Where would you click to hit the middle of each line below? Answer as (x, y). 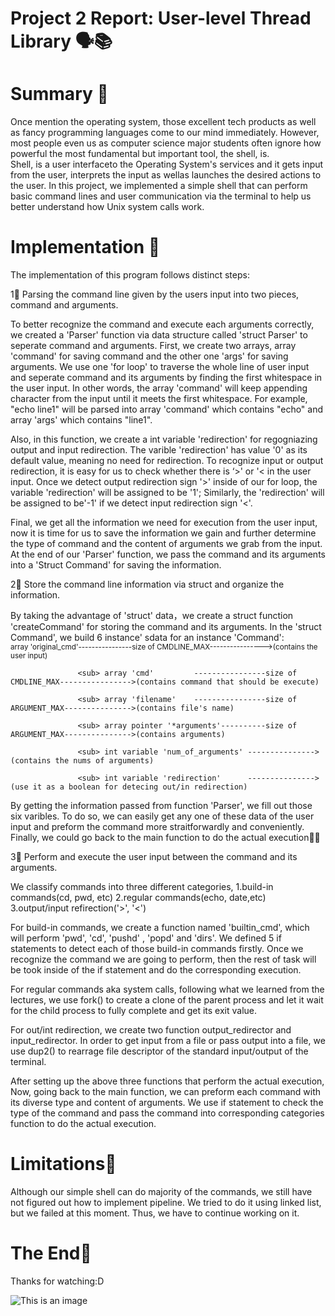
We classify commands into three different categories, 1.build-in (142, 887)
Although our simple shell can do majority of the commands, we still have (161, 1191)
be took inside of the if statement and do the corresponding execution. (156, 970)
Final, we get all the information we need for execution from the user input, (164, 523)
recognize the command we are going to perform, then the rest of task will (163, 959)
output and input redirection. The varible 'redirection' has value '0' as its (159, 450)
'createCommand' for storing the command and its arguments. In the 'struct (166, 627)
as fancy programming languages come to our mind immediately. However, (165, 133)
